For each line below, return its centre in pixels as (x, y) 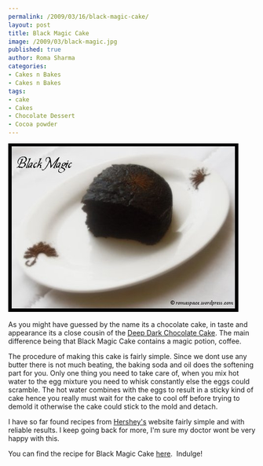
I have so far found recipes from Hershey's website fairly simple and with (126, 422)
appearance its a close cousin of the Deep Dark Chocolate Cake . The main (129, 333)
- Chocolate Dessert (42, 116)
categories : (27, 67)
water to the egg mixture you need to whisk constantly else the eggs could (129, 382)
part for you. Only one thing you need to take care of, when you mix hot (124, 373)
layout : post (29, 25)
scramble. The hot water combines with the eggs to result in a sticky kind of (131, 390)
